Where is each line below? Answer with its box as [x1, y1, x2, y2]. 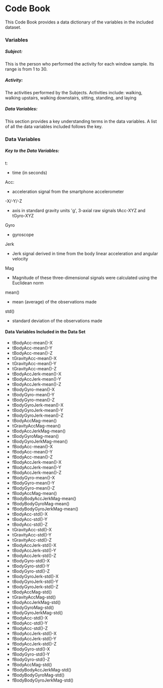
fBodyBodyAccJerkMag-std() [12, 666, 72, 672]
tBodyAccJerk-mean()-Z [12, 381, 62, 387]
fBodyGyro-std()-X [12, 646, 50, 652]
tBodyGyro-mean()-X [12, 387, 55, 392]
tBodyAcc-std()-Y [12, 516, 48, 522]
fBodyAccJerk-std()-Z [12, 641, 57, 646]
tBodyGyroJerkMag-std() [12, 609, 63, 616]
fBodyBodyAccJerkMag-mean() [12, 495, 76, 501]
